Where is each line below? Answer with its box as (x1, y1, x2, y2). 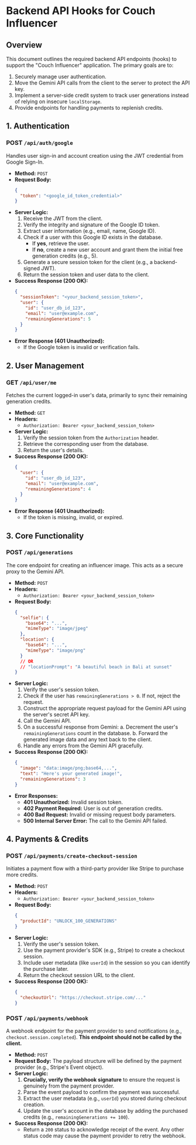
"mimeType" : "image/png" (25, 647, 86, 653)
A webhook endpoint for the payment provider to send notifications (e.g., (6, 1027, 183, 1034)
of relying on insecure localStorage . (14, 98, 102, 105)
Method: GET (14, 409, 46, 416)
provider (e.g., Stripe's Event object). (14, 1063, 104, 1071)
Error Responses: (14, 792, 59, 799)
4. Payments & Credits (6, 834, 89, 844)
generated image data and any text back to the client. (23, 736, 152, 743)
